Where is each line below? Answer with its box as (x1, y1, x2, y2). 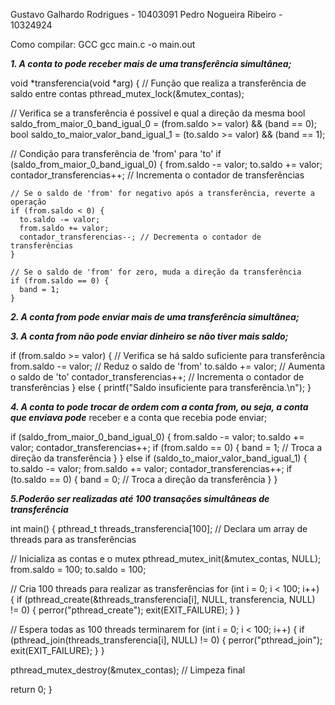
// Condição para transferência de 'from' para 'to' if (10, 148, 222, 159)
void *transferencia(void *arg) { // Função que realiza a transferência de (10, 77, 307, 89)
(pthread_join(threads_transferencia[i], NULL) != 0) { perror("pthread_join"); (10, 634, 323, 646)
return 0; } (10, 684, 53, 695)
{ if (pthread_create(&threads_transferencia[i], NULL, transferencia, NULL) (10, 594, 316, 605)
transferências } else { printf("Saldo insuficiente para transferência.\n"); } (10, 382, 312, 393)
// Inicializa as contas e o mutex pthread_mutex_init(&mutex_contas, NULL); (10, 553, 322, 564)
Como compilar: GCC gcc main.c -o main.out (10, 39, 196, 50)
